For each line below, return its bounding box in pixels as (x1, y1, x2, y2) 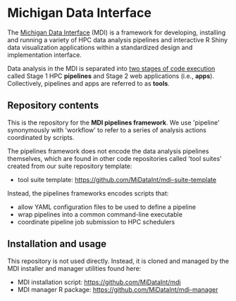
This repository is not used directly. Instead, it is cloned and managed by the (7, 257, 229, 265)
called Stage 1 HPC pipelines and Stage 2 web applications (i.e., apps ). (7, 72, 215, 80)
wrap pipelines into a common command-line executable (17, 210, 183, 219)
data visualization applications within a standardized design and (7, 43, 193, 51)
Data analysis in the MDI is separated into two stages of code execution (7, 64, 216, 72)
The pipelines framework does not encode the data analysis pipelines (7, 146, 209, 155)
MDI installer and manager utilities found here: (7, 264, 142, 272)
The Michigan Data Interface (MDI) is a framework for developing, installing (7, 28, 226, 37)
